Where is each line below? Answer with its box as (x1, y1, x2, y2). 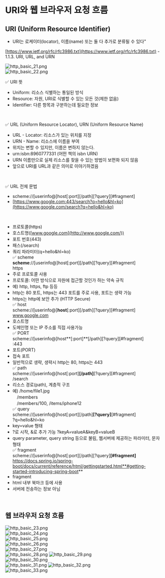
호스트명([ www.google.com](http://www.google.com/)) (12, 230, 124, 236)
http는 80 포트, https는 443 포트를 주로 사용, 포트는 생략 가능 (12, 289, 132, 295)
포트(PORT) (12, 347, 36, 353)
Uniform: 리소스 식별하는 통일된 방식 (12, 90, 83, 95)
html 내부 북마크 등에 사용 (12, 480, 63, 485)
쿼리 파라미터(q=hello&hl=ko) (12, 249, 71, 254)
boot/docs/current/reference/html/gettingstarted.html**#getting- (12, 463, 146, 469)
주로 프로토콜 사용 (12, 271, 47, 277)
